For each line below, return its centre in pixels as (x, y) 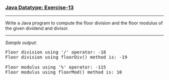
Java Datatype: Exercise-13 (39, 7)
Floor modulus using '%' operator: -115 (56, 67)
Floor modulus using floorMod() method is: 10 (64, 72)
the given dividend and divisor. (37, 28)
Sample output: (21, 43)
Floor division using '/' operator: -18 (56, 52)
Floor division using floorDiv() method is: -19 (66, 57)
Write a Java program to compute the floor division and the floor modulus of (84, 23)
